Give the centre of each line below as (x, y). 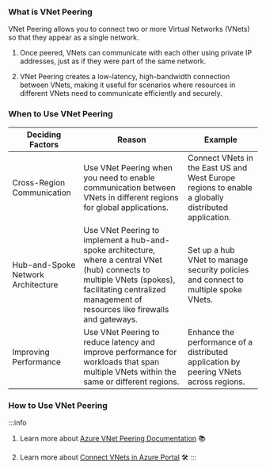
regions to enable (220, 187)
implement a (106, 240)
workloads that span (122, 361)
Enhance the (211, 332)
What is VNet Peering (50, 12)
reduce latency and (120, 341)
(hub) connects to (117, 269)
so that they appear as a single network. (74, 37)
